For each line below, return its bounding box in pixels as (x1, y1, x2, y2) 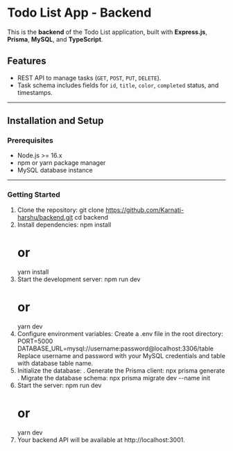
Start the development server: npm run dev (17, 275, 141, 283)
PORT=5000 (17, 337, 53, 345)
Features (7, 55, 46, 67)
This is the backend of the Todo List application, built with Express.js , (7, 28, 208, 36)
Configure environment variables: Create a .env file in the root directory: (17, 329, 223, 337)
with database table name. (17, 359, 94, 367)
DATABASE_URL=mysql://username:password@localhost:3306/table (17, 344, 214, 353)
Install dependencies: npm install (17, 220, 112, 229)
